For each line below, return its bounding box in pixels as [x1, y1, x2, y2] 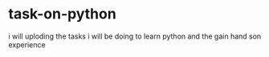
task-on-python [8, 5, 116, 23]
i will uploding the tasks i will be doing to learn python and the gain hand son [8, 31, 262, 41]
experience [8, 39, 46, 49]
